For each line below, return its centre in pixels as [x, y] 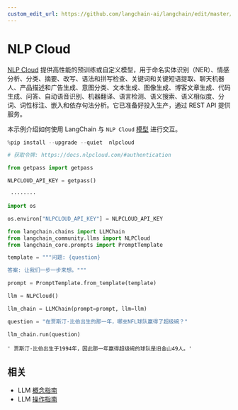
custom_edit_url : [33, 14]
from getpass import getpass [50, 168]
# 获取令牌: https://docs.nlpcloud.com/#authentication [89, 155]
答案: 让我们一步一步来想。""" [47, 270]
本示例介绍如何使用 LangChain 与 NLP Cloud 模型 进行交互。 [95, 129]
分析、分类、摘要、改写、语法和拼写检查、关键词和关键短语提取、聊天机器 [116, 78]
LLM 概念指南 [38, 390]
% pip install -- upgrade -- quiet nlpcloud [71, 143]
